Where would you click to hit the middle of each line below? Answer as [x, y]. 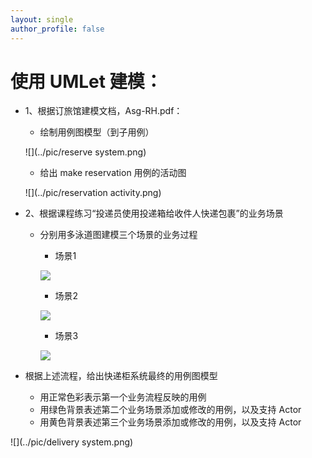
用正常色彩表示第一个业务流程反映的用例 [123, 397]
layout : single [42, 19]
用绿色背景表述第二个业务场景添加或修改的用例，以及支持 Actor [170, 410]
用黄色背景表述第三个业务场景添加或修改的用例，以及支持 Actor [170, 422]
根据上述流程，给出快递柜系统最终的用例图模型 [121, 376]
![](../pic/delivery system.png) [72, 442]
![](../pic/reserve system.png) [85, 152]
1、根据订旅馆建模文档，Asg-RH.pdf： [103, 111]
